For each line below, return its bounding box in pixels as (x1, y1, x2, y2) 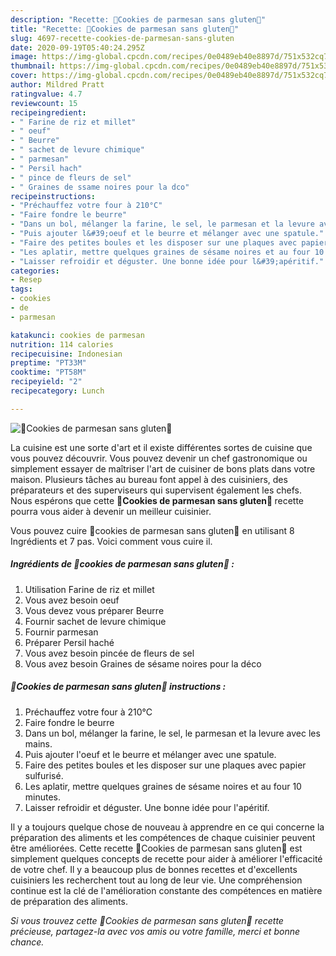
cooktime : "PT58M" (10, 367, 87, 378)
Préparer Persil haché (24, 636, 115, 648)
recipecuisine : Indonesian (10, 349, 123, 359)
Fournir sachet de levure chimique (24, 615, 167, 627)
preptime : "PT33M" (10, 358, 87, 368)
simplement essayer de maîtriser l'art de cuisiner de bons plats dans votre (10, 462, 316, 475)
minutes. (24, 791, 62, 803)
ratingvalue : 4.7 (10, 89, 83, 99)
